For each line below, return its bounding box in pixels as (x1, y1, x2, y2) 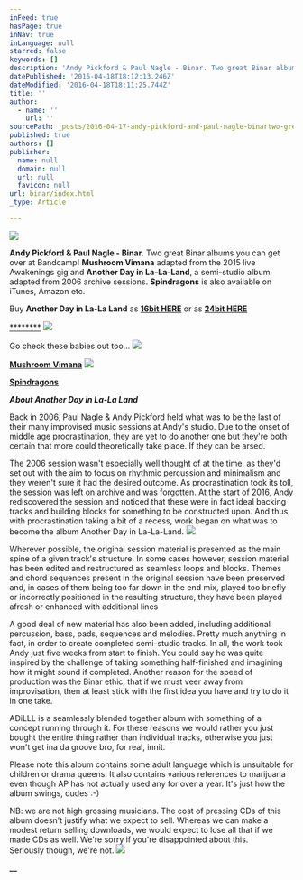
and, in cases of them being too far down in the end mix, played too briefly (9, 581, 287, 592)
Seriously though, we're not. (9, 845, 115, 856)
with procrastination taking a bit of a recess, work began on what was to (9, 515, 278, 526)
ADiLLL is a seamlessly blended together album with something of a (9, 712, 262, 723)
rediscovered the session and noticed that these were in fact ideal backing (9, 496, 287, 506)
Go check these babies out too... (9, 340, 131, 351)
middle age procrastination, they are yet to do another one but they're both (9, 431, 288, 441)
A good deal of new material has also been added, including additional (9, 618, 271, 629)
